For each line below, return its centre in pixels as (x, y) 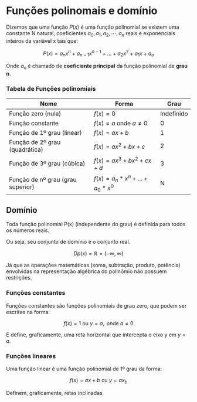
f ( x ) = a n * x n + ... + (120, 178)
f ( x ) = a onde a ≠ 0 (120, 123)
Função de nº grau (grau (43, 180)
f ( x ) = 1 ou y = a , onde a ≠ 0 (98, 323)
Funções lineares (31, 356)
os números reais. (28, 230)
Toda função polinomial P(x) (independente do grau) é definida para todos (96, 224)
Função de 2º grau (35, 142)
